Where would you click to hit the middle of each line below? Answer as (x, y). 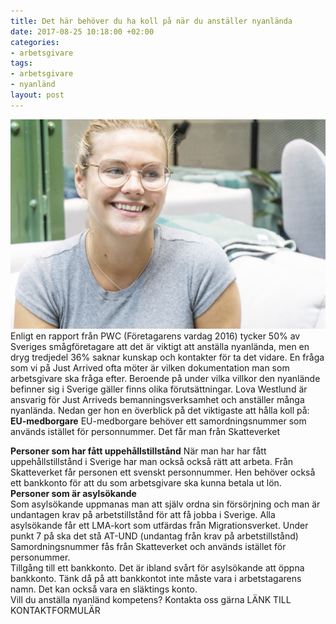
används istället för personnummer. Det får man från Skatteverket (145, 432)
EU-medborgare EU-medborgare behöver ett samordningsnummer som (158, 421)
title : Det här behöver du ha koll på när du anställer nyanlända (151, 21)
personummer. (40, 557)
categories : (35, 42)
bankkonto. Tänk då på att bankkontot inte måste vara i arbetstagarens (156, 579)
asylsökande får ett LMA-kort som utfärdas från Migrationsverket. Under (159, 526)
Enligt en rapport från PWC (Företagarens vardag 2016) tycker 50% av (155, 336)
